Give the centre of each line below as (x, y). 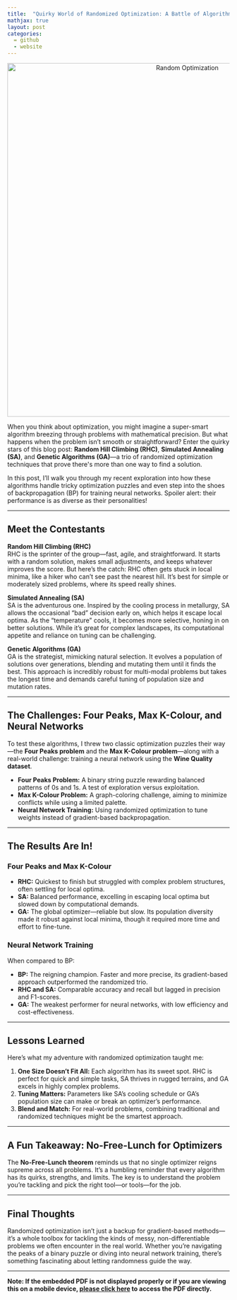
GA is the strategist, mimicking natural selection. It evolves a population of (115, 656)
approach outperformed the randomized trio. (83, 982)
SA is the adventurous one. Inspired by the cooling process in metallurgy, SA (119, 605)
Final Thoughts (41, 1214)
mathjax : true (28, 21)
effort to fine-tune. (44, 927)
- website (28, 47)
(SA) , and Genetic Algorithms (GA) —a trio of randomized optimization (110, 457)
